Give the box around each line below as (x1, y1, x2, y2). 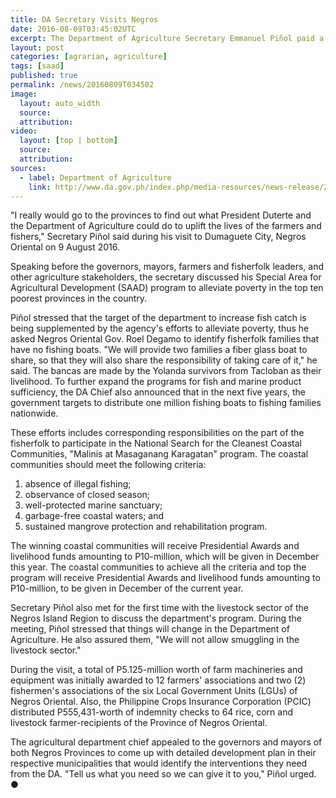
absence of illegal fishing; (24, 478, 132, 490)
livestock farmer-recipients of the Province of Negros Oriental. (10, 717, 268, 729)
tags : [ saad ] (10, 61, 65, 71)
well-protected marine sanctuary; (24, 499, 163, 511)
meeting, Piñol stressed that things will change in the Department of (10, 623, 290, 635)
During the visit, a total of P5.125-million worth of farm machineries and (10, 664, 303, 676)
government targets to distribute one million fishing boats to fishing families (10, 397, 322, 409)
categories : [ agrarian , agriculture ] (10, 52, 168, 62)
